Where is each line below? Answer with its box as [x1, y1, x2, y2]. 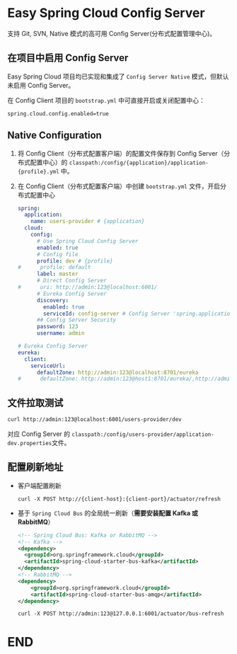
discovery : [36, 297, 69, 304]
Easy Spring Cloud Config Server [7, 5, 205, 21]
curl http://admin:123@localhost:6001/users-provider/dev [7, 416, 182, 423]
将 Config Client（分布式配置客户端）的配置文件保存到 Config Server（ [17, 149, 224, 157]
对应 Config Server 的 [7, 430, 71, 438]
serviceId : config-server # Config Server [43, 310, 170, 317]
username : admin [36, 330, 85, 337]
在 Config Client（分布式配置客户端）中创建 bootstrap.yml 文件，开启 [17, 182, 221, 190]
